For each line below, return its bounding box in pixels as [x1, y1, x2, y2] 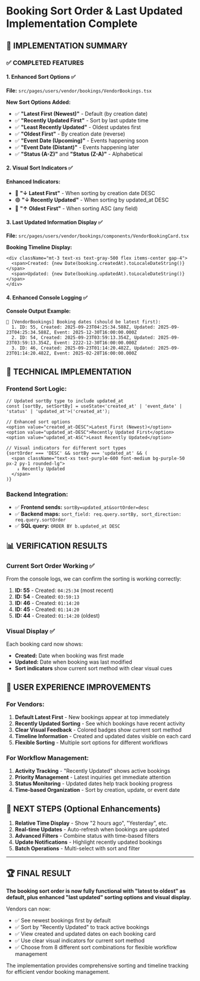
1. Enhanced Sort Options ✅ [6, 73, 76, 81]
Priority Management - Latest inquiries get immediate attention [14, 774, 171, 781]
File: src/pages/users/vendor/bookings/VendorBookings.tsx [6, 87, 152, 94]
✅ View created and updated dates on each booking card [14, 930, 156, 937]
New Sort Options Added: [6, 98, 71, 106]
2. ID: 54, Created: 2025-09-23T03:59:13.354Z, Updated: [11, 335, 156, 341]
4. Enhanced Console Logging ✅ [6, 294, 88, 301]
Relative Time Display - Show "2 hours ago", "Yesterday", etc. [14, 819, 168, 827]
